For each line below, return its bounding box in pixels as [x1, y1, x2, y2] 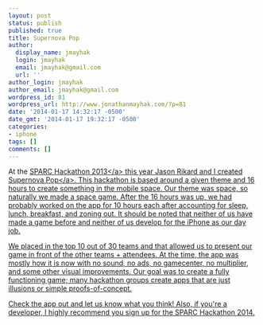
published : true [8, 26, 62, 34]
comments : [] [8, 145, 52, 153]
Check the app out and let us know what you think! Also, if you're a [8, 300, 228, 309]
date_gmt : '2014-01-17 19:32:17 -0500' [8, 116, 141, 123]
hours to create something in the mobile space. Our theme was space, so [8, 184, 249, 194]
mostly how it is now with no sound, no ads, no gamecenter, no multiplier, [8, 258, 249, 268]
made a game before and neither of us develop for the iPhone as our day [8, 217, 246, 227]
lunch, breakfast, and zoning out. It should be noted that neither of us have [8, 209, 253, 219]
